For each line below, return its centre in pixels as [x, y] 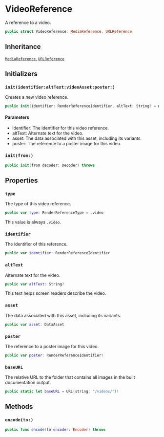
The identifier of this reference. [36, 244]
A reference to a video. [28, 22]
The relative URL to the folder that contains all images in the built [70, 377]
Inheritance [23, 47]
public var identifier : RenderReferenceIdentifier [58, 253]
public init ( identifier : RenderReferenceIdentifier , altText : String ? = [81, 106]
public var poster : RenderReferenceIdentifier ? [54, 355]
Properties [21, 180]
